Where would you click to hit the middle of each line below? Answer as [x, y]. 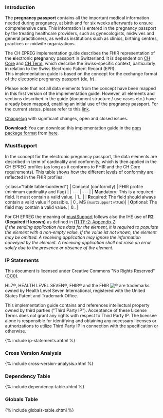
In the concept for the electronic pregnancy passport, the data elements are [81, 156]
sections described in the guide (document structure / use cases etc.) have [81, 99]
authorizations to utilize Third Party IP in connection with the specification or [82, 326]
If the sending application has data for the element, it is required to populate [82, 227]
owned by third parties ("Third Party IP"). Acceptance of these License [76, 310]
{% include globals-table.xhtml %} [40, 410]
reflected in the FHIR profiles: [35, 177]
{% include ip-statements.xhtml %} [40, 340]
